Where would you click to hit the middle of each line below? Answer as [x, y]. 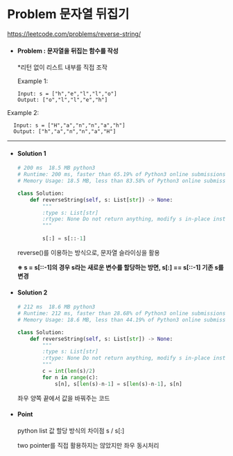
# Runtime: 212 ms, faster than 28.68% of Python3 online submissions [121, 314]
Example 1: [33, 81]
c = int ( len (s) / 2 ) [69, 371]
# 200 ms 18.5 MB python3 [56, 168]
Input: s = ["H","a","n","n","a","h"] [70, 125]
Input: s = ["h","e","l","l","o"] [67, 94]
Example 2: [23, 113]
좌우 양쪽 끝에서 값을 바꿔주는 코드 [63, 398]
